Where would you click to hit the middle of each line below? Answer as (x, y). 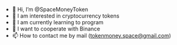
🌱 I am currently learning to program (58, 22)
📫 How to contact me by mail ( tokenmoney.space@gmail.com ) (92, 36)
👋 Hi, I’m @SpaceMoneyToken (50, 9)
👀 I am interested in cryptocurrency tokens (66, 16)
